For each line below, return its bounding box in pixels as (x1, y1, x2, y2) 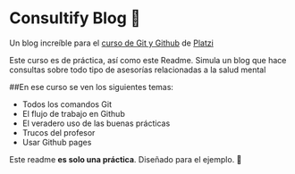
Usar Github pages (21, 137, 92, 147)
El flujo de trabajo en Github (21, 108, 125, 119)
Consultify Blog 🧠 (9, 8, 141, 29)
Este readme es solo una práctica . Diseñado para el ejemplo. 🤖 (9, 153, 242, 164)
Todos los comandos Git (21, 98, 113, 110)
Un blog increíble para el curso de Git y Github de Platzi (9, 37, 215, 48)
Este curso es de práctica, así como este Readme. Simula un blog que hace (9, 54, 287, 65)
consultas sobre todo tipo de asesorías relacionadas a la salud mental (9, 64, 266, 75)
